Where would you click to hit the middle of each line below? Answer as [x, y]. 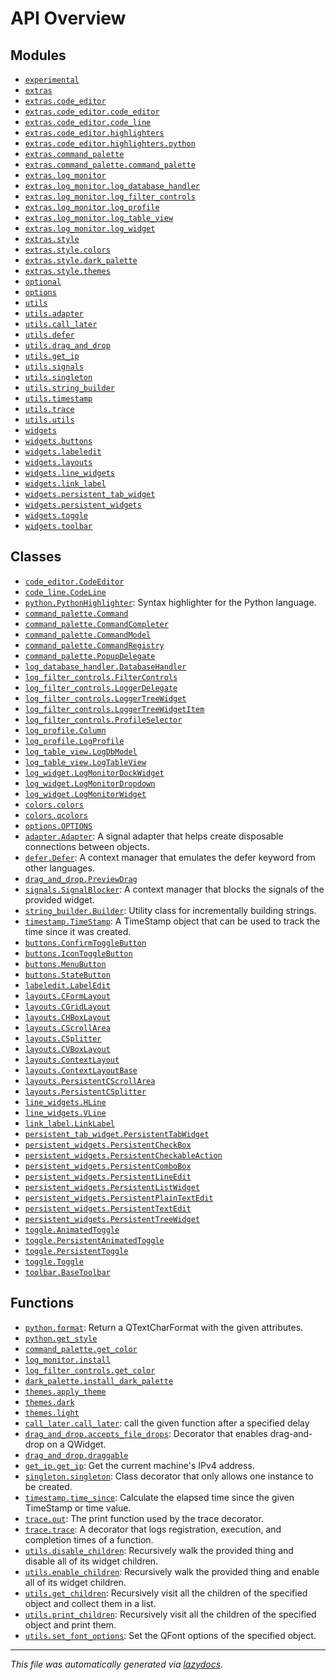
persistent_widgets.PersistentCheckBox [108, 1145]
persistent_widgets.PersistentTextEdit [108, 1208]
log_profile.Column [65, 730]
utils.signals [54, 367]
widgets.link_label [65, 484]
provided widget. [59, 899]
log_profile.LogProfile [74, 741]
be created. [48, 1486]
